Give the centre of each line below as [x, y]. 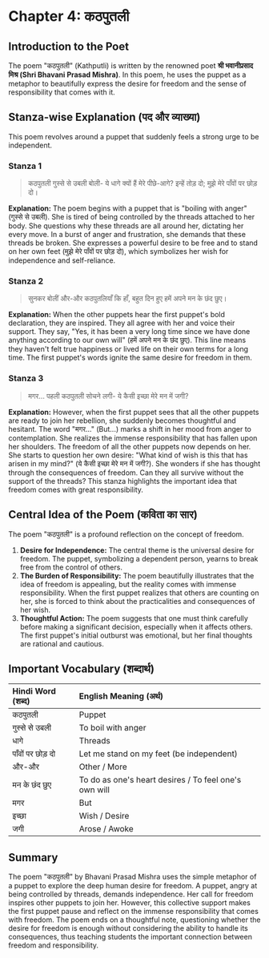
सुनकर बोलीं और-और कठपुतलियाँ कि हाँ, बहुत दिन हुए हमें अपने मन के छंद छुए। [127, 299]
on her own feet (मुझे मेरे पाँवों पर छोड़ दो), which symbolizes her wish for [118, 252]
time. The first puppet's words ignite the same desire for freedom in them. [130, 358]
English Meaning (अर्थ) [121, 696]
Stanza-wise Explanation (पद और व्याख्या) [104, 117]
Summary [33, 857]
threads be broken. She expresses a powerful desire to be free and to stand [133, 243]
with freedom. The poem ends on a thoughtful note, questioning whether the [134, 920]
